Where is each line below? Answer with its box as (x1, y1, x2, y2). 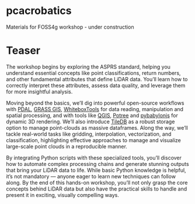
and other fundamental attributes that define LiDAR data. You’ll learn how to (6, 75, 188, 82)
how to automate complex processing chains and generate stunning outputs (6, 160, 189, 167)
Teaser (6, 44, 41, 57)
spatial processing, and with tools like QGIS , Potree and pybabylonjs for (6, 112, 178, 119)
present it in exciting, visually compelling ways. (6, 191, 120, 198)
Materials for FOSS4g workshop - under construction (6, 23, 134, 30)
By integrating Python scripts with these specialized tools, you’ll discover (6, 154, 182, 161)
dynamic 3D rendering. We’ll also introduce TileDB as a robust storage (6, 118, 175, 125)
